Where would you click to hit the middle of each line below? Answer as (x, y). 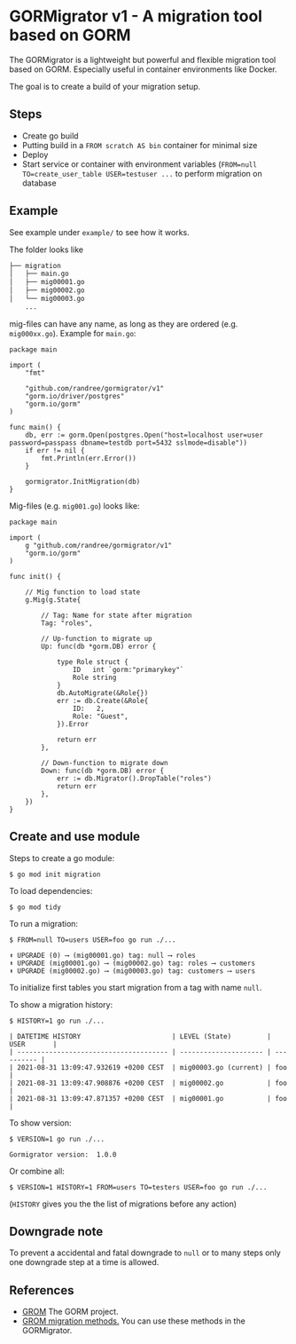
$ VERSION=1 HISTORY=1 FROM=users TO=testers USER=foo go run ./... (138, 1187)
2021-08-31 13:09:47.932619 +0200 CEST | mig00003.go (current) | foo (152, 1067)
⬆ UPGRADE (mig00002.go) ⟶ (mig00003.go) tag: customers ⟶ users (132, 971)
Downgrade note (56, 1232)
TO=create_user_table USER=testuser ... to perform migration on (142, 173)
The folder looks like (47, 249)
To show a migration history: (61, 1004)
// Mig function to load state (83, 592)
